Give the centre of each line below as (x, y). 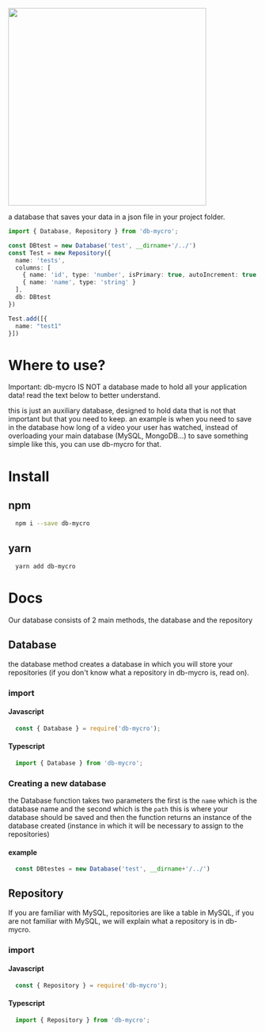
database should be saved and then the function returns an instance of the (130, 817)
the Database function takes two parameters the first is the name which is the (132, 800)
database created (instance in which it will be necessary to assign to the (126, 826)
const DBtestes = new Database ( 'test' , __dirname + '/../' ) (113, 869)
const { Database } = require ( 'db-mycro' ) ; (88, 728)
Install (29, 476)
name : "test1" (38, 326)
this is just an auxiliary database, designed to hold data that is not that (122, 410)
